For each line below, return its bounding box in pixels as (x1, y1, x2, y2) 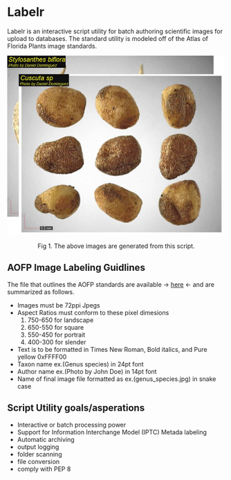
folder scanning (17, 450, 62, 458)
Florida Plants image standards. (7, 42, 98, 50)
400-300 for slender (27, 337, 86, 346)
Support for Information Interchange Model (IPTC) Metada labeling (17, 427, 207, 436)
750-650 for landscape (27, 316, 94, 324)
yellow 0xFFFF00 (17, 353, 67, 361)
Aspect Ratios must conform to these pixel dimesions (17, 308, 169, 317)
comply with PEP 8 (17, 465, 71, 473)
